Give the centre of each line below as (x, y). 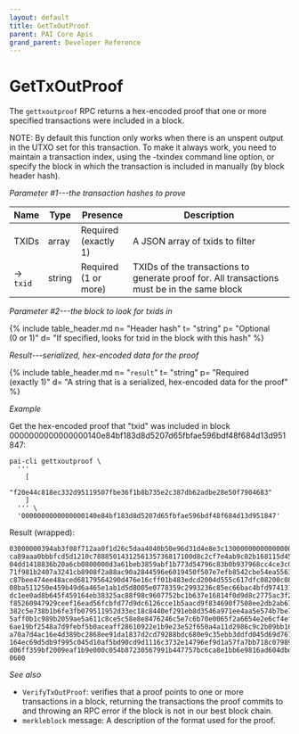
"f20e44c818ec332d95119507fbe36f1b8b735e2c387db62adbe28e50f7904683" (141, 493)
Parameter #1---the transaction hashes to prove (98, 194)
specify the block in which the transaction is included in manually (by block (147, 167)
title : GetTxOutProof (49, 26)
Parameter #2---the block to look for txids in (91, 311)
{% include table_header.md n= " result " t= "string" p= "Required (129, 373)
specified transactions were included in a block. (97, 120)
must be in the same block (187, 289)
